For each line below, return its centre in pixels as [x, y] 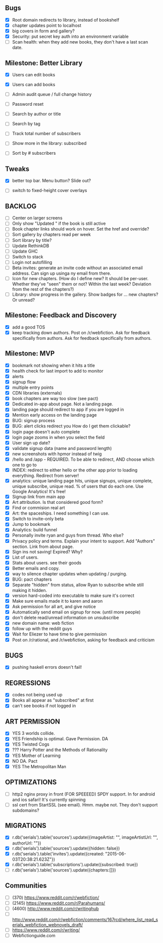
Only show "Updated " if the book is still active [59, 224]
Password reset [28, 104]
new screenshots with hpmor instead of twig [57, 454]
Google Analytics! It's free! [39, 491]
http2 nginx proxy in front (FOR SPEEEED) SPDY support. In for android [83, 794]
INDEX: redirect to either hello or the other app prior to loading [75, 470]
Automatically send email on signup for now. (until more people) [76, 612]
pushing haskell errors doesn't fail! [47, 667]
